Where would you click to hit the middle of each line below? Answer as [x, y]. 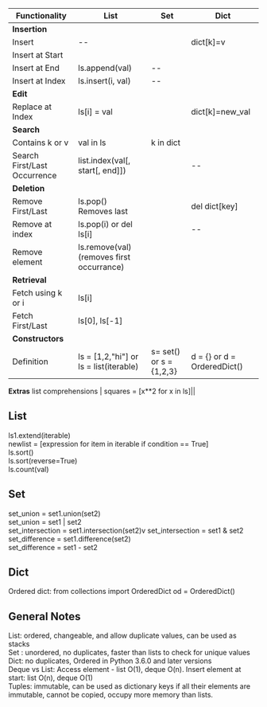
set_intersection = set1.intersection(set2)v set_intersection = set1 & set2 [126, 530]
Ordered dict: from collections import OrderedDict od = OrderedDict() [122, 592]
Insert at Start [38, 55]
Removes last [103, 211]
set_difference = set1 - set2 [53, 547]
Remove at [32, 224]
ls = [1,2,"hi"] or [108, 356]
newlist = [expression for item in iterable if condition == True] [108, 443]
